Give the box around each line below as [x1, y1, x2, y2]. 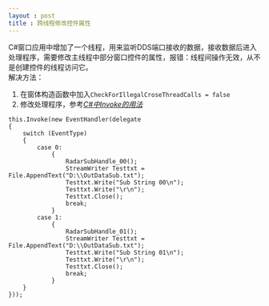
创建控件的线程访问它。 [14, 62, 93, 72]
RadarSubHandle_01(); [65, 227, 138, 236]
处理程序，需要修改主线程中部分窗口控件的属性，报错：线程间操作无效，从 [8, 52, 254, 62]
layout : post [8, 11, 56, 20]
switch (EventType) [22, 129, 88, 137]
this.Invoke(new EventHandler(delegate [8, 115, 142, 123]
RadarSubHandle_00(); [65, 157, 138, 165]
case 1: [37, 213, 62, 221]
